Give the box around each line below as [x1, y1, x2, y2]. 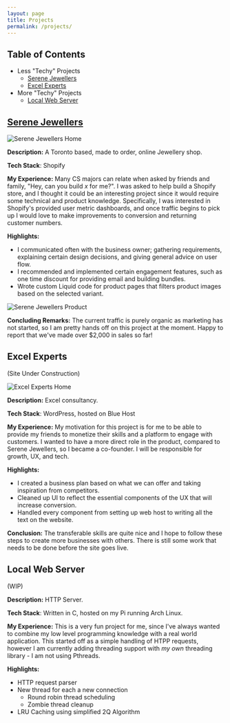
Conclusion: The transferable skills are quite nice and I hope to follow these [7, 529, 222, 537]
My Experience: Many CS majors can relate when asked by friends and [7, 175, 210, 183]
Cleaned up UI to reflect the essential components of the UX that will [17, 493, 212, 501]
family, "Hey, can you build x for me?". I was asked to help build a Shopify [7, 182, 216, 190]
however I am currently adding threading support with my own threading [7, 644, 213, 653]
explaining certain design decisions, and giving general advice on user [17, 253, 218, 261]
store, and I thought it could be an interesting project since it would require [7, 189, 219, 197]
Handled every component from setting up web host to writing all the [17, 508, 213, 517]
